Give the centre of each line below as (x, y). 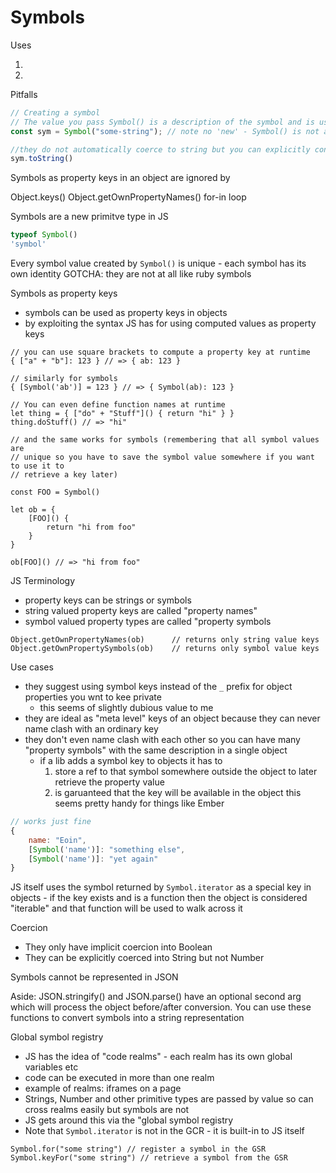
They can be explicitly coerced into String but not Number (144, 958)
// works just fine (51, 822)
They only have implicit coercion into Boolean (118, 947)
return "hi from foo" (91, 527)
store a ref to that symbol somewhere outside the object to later (186, 772)
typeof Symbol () (44, 235)
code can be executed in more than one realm (119, 1078)
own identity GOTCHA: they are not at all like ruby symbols (131, 274)
